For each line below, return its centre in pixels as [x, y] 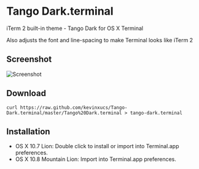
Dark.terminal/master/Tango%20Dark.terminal [64, 113]
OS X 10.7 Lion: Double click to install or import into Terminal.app [97, 146]
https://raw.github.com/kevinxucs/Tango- [74, 107]
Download [26, 93]
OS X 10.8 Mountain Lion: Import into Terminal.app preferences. [96, 159]
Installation [28, 131]
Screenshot [29, 59]
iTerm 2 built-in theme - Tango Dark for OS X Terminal [75, 28]
